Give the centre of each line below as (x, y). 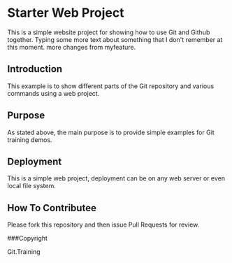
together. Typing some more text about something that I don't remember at (115, 39)
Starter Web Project (66, 13)
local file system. (31, 186)
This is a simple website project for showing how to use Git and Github (109, 32)
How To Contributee (52, 208)
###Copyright (27, 239)
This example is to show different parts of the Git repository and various (111, 86)
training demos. (30, 140)
